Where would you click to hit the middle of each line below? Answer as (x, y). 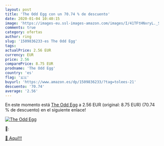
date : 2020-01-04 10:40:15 (32, 18)
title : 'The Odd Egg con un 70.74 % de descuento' (58, 14)
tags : (10, 46)
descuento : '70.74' (25, 86)
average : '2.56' (21, 91)
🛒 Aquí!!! (14, 138)
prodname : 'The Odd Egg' (30, 69)
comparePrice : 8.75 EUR (29, 64)
